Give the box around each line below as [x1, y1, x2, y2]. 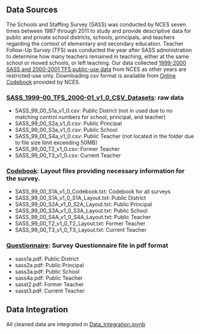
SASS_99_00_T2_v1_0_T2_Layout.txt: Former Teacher [14, 220, 146, 227]
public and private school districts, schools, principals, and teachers [6, 33, 175, 41]
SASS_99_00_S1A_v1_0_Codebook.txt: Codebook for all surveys [14, 188, 171, 195]
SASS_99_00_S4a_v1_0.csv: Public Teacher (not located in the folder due [14, 132, 194, 140]
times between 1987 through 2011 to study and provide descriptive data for [6, 27, 192, 34]
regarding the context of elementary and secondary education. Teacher [6, 40, 184, 47]
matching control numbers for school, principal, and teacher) [14, 114, 166, 121]
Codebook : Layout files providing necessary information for [6, 167, 185, 175]
